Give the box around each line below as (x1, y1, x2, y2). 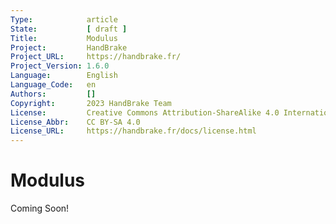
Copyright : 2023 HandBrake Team (10, 98, 172, 108)
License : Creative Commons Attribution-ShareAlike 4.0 (10, 107, 280, 118)
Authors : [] (10, 89, 97, 99)
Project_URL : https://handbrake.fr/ (10, 52, 182, 62)
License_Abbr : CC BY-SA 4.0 (10, 117, 141, 127)
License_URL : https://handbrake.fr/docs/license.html (10, 126, 257, 136)
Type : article (10, 14, 118, 25)
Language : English (10, 71, 118, 81)
